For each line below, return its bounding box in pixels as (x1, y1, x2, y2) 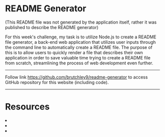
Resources (5, 101, 50, 112)
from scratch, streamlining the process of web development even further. (5, 60, 153, 66)
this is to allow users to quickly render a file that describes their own (5, 50, 143, 55)
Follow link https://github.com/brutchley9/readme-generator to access (5, 74, 148, 80)
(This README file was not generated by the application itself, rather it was (5, 19, 157, 25)
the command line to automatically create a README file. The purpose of (5, 44, 153, 50)
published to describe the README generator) (5, 24, 99, 30)
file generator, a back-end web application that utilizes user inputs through (5, 39, 156, 45)
